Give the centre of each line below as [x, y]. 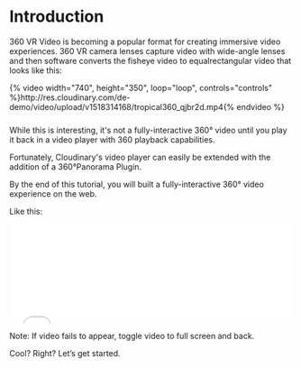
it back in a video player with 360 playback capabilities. [112, 140]
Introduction [57, 17]
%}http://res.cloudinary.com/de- [70, 97]
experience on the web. [53, 194]
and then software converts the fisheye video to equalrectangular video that [150, 60]
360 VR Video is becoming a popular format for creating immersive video [145, 41]
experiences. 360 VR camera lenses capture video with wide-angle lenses [147, 51]
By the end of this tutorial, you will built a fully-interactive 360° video [137, 184]
